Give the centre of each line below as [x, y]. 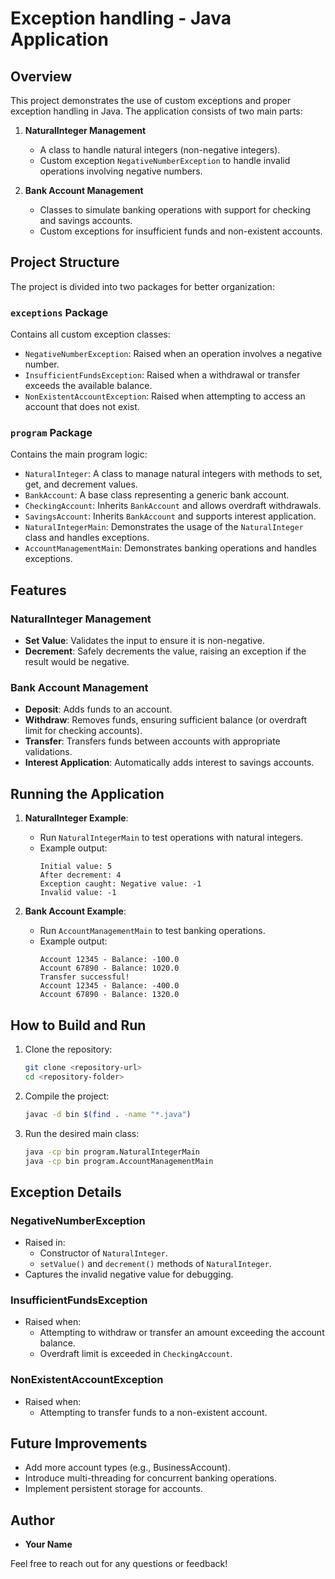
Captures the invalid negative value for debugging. [129, 1274]
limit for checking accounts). [83, 731]
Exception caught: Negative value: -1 [120, 884]
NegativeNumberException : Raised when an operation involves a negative [173, 354]
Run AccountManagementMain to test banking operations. [152, 931]
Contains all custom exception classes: [90, 334]
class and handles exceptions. [87, 538]
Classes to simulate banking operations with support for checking [175, 210]
